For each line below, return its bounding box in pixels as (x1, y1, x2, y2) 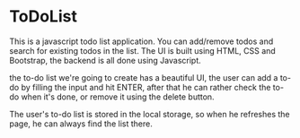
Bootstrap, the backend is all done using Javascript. (9, 55, 202, 65)
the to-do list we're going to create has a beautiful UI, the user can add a (9, 72, 278, 82)
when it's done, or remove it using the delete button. (21, 91, 215, 102)
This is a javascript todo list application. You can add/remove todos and (9, 36, 274, 47)
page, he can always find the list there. (9, 118, 153, 129)
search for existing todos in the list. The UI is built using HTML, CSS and (9, 45, 276, 56)
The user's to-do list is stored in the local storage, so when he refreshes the (9, 108, 290, 119)
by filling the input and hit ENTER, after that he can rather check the (21, 82, 271, 92)
